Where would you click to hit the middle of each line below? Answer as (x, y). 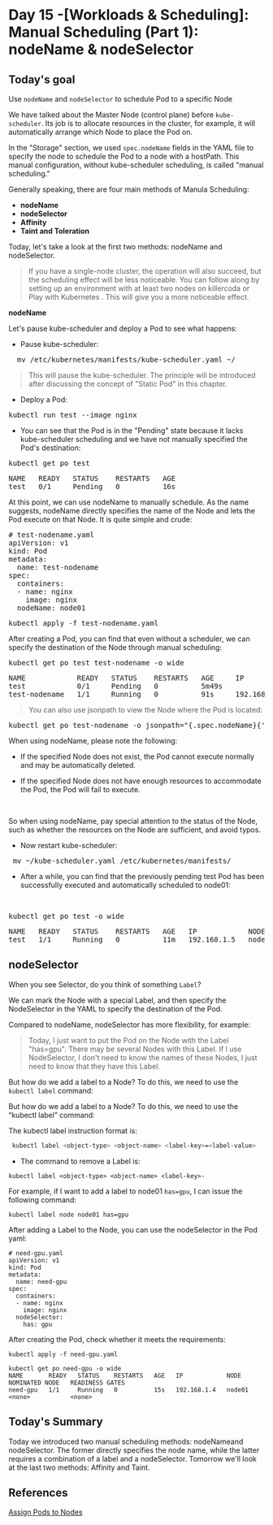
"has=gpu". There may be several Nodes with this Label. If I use (135, 1049)
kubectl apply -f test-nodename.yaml (84, 623)
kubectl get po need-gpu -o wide (65, 1368)
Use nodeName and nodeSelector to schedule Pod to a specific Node (121, 99)
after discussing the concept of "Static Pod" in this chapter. (128, 384)
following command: (43, 1199)
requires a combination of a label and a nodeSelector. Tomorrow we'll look (133, 1458)
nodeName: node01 (51, 608)
